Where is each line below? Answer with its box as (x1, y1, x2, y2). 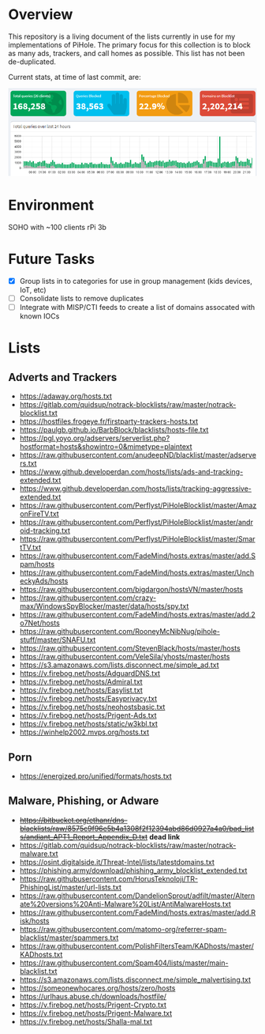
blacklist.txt (19, 966, 58, 976)
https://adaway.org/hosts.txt (19, 391, 113, 401)
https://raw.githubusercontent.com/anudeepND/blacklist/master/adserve (19, 451, 256, 460)
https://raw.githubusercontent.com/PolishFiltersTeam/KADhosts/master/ (19, 941, 254, 950)
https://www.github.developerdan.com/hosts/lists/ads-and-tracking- (19, 467, 244, 477)
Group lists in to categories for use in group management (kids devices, (19, 277, 252, 286)
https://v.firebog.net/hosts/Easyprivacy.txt (19, 694, 158, 704)
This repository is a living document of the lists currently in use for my (8, 32, 236, 41)
